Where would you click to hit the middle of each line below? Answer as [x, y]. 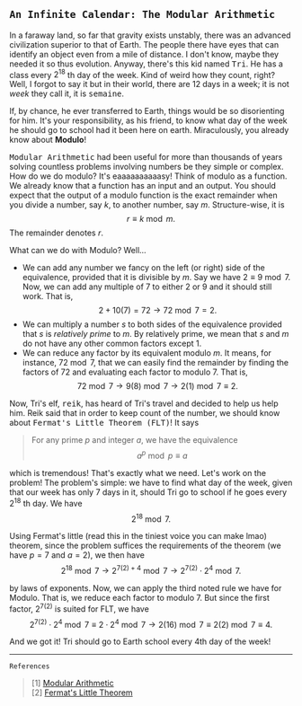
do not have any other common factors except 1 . [112, 344]
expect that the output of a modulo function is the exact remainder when [144, 195]
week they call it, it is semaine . [67, 93]
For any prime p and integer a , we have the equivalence [134, 440]
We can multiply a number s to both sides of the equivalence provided [152, 324]
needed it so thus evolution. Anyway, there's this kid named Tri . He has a [146, 64]
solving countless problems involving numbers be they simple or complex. [147, 167]
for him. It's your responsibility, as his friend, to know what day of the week [148, 120]
